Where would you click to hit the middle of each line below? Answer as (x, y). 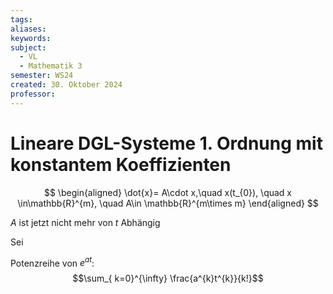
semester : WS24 (42, 76)
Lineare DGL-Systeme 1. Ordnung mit (166, 143)
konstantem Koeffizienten (121, 164)
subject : (28, 47)
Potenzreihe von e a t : (52, 262)
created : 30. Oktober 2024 (66, 85)
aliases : (28, 29)
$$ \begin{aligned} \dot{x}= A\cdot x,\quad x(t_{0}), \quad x (168, 192)
